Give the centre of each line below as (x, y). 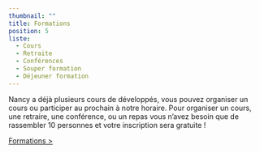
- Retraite (34, 53)
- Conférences (39, 62)
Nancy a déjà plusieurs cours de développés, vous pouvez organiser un (128, 99)
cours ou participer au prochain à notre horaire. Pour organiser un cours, (130, 108)
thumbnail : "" (32, 16)
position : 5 (28, 31)
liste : (19, 38)
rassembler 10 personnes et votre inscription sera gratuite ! (107, 125)
